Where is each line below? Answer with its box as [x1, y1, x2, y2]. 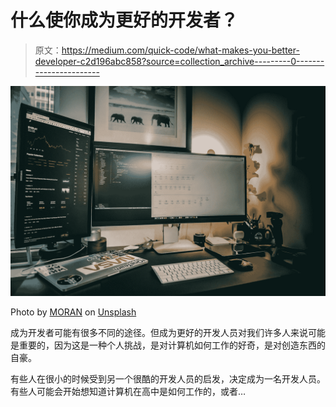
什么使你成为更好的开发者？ [10, 9, 239, 32]
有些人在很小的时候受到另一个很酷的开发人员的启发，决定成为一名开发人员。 [10, 372, 326, 385]
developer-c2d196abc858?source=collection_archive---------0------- [34, 55, 325, 67]
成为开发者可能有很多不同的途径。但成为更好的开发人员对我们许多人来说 [10, 326, 308, 338]
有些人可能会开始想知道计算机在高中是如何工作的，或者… [10, 385, 247, 397]
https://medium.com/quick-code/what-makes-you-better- [61, 44, 300, 56]
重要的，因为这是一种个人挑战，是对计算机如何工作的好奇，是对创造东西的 [18, 339, 326, 351]
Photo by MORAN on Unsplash [10, 306, 137, 318]
